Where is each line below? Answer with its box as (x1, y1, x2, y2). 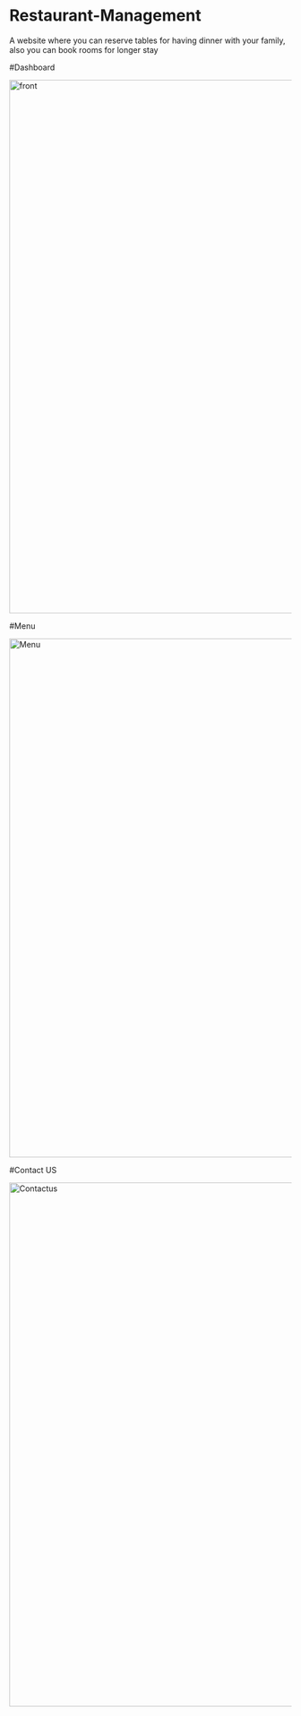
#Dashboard (9, 62, 56, 73)
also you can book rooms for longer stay (9, 44, 159, 55)
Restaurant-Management (9, 5, 202, 26)
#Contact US (9, 1164, 57, 1175)
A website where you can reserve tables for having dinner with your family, (9, 35, 286, 46)
